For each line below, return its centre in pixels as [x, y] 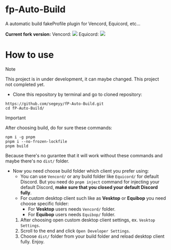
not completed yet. [25, 84]
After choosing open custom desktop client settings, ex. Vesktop [88, 220]
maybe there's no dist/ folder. [38, 161]
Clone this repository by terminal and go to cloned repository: [77, 94]
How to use [30, 55]
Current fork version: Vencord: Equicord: [52, 34]
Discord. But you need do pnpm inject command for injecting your [90, 182]
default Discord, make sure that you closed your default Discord [89, 187]
